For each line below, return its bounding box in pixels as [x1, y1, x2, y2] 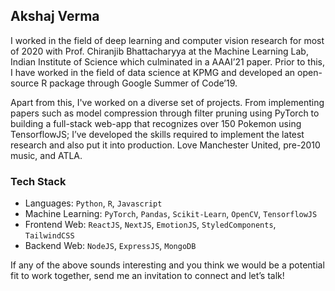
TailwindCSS [24, 231, 75, 241]
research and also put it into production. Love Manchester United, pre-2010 [10, 139, 321, 151]
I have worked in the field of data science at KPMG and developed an [10, 66, 296, 78]
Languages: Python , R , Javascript [24, 197, 163, 209]
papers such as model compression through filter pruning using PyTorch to [10, 107, 320, 119]
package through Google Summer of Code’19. [49, 77, 238, 89]
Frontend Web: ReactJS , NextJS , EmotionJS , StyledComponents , [24, 219, 277, 231]
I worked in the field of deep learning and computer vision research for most [10, 34, 325, 46]
